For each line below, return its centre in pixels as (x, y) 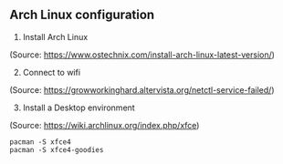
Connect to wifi (51, 72)
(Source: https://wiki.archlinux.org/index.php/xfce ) (105, 125)
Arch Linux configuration (82, 15)
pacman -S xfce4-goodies (57, 149)
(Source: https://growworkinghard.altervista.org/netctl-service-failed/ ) (142, 89)
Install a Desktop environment (79, 108)
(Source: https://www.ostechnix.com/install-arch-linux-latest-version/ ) (142, 55)
